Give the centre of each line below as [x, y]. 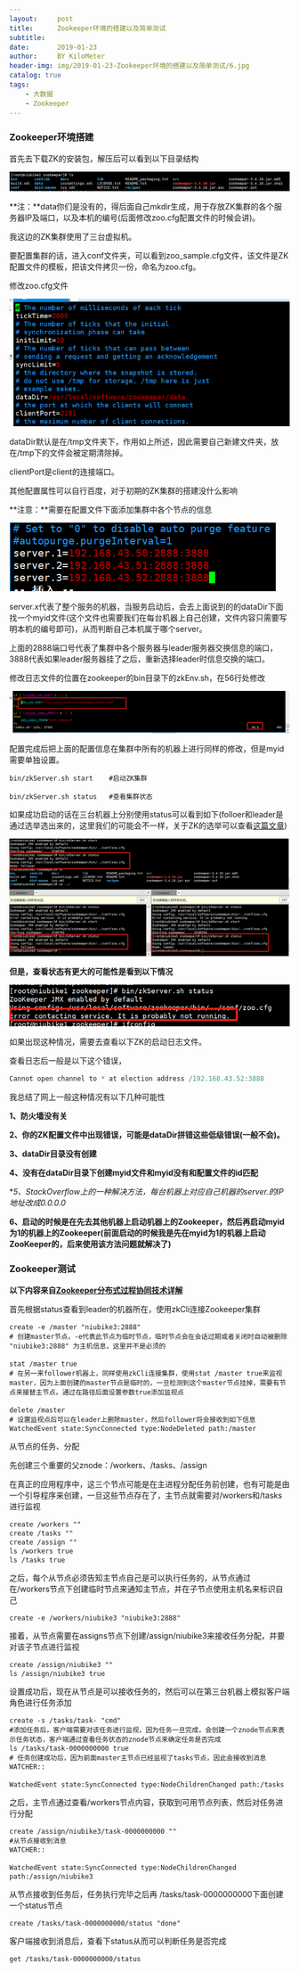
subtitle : [28, 37]
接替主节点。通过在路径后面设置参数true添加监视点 [103, 1392]
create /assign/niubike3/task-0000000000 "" [93, 1831]
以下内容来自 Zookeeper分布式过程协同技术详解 [96, 1290]
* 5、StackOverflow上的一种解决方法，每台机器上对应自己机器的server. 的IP [146, 1191]
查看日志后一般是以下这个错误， [68, 1060]
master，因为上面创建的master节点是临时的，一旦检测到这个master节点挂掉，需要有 [145, 1383]
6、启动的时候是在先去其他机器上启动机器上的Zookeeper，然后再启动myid [147, 1221]
